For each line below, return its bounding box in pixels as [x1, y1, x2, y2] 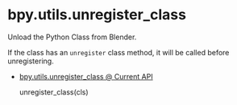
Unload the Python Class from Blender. [7, 32, 137, 42]
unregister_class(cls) [19, 87, 89, 97]
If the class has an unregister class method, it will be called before [7, 47, 230, 57]
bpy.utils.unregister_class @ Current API [19, 71, 154, 81]
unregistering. [7, 56, 54, 66]
